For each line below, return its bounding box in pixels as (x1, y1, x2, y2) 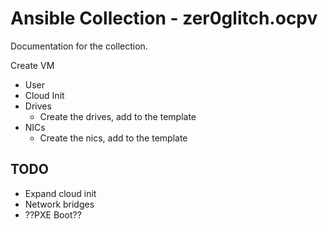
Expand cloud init (24, 187, 97, 199)
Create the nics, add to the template (39, 132, 188, 144)
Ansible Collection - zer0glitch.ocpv (10, 7, 318, 30)
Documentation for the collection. (10, 40, 148, 52)
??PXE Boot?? (24, 208, 82, 221)
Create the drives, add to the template (39, 110, 197, 122)
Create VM (10, 59, 55, 71)
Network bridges (24, 198, 95, 210)
